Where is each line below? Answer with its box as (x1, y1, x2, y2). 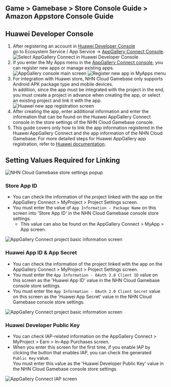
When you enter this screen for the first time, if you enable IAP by (12, 344, 151, 350)
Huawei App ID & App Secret (5, 249, 78, 256)
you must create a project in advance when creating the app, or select (12, 92, 161, 98)
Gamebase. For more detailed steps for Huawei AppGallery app (12, 136, 146, 142)
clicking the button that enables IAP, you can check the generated (12, 349, 152, 355)
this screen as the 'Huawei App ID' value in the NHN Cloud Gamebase (12, 277, 160, 283)
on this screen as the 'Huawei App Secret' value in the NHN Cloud (12, 293, 152, 299)
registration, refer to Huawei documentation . (12, 141, 106, 147)
